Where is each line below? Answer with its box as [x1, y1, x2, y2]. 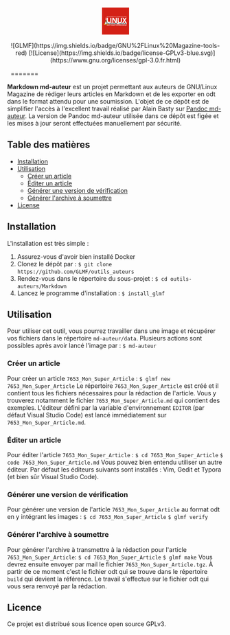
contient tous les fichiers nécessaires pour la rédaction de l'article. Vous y [7, 389, 216, 397]
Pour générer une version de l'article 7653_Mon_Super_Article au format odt [7, 505, 220, 513]
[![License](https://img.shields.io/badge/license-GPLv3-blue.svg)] [28, 49, 216, 57]
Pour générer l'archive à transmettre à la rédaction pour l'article [7, 545, 187, 553]
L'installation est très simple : [7, 239, 89, 247]
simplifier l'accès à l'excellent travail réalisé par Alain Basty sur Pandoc [7, 104, 208, 113]
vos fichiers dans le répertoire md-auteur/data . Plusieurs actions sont [7, 334, 203, 343]
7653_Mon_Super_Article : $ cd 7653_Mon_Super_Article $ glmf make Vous [7, 553, 213, 561]
